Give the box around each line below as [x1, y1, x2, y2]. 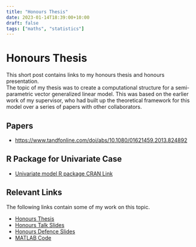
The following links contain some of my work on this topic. [6, 203, 150, 210]
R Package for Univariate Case [6, 154, 122, 164]
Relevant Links [6, 188, 62, 198]
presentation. [6, 78, 39, 85]
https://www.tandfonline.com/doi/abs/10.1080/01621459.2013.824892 [14, 136, 188, 144]
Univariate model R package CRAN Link [14, 169, 113, 177]
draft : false [6, 20, 39, 26]
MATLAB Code [14, 234, 52, 241]
